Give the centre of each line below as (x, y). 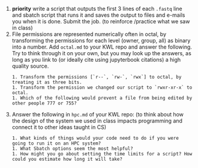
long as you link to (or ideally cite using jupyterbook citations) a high (96, 60)
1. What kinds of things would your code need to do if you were (95, 138)
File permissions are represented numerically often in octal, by (89, 34)
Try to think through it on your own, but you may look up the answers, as (102, 53)
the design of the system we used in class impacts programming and (97, 121)
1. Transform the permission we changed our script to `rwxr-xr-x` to (102, 88)
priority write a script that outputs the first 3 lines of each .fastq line (97, 9)
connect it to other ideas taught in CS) (59, 127)
